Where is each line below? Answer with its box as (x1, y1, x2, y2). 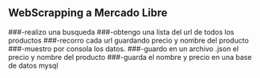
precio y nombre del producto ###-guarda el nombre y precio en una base (8, 52, 252, 61)
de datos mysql (8, 61, 59, 70)
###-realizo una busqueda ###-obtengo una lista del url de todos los (8, 27, 235, 36)
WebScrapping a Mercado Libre (8, 6, 168, 20)
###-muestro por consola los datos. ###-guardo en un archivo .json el (8, 43, 239, 54)
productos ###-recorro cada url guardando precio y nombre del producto (8, 35, 250, 45)
